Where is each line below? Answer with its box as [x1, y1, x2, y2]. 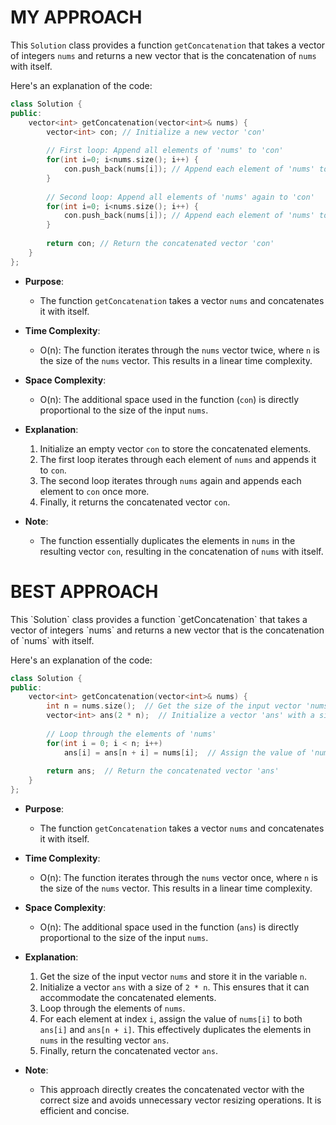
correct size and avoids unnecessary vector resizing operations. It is [39, 1094, 322, 1106]
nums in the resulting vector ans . [39, 1034, 170, 1046]
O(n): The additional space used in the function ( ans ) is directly [39, 921, 300, 933]
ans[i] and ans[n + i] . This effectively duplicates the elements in [39, 1024, 312, 1035]
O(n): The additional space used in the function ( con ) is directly [39, 393, 300, 405]
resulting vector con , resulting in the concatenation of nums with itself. [39, 545, 324, 557]
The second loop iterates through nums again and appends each [39, 474, 302, 486]
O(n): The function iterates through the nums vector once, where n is [39, 872, 318, 883]
